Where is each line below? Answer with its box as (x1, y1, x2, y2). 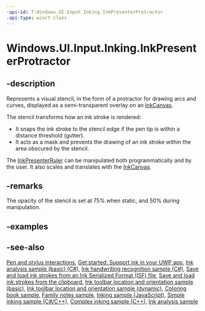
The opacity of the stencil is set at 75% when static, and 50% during (6, 197, 180, 204)
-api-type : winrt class (6, 15, 68, 21)
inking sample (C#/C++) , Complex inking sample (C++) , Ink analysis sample (6, 298, 198, 305)
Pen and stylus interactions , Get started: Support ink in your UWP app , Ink (6, 258, 194, 266)
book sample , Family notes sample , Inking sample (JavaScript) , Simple (6, 291, 185, 298)
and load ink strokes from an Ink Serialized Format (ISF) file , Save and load (6, 271, 195, 279)
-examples (6, 221, 48, 232)
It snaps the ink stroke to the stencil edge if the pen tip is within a (15, 125, 180, 132)
